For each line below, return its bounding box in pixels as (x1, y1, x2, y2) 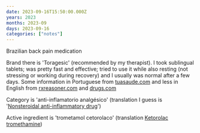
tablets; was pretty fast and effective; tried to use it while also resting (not (6, 65, 189, 72)
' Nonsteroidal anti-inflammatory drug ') (6, 102, 102, 110)
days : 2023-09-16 (6, 25, 50, 32)
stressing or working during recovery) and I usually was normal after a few (6, 72, 190, 79)
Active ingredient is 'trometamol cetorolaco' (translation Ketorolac (6, 114, 169, 122)
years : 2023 (6, 14, 36, 20)
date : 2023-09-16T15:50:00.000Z (6, 8, 87, 15)
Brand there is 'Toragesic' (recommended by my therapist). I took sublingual (6, 59, 195, 66)
